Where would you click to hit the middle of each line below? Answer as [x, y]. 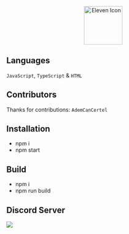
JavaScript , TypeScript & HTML [44, 75]
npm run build [33, 191]
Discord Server [36, 210]
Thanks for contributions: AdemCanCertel [57, 109]
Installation [28, 129]
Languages [28, 60]
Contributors [32, 95]
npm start [27, 150]
